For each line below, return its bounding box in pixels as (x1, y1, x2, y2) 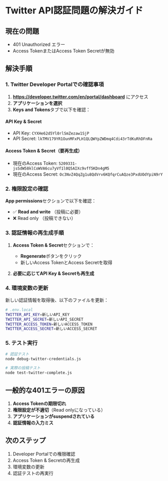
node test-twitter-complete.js (5, 371, 72, 376)
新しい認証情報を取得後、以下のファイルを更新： (5, 297, 109, 303)
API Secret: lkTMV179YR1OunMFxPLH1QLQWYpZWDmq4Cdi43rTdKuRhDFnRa (12, 135, 153, 141)
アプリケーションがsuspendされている (12, 413, 95, 419)
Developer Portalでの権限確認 (12, 451, 75, 457)
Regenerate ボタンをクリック (20, 253, 82, 259)
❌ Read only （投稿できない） (12, 215, 76, 221)
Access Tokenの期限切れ (12, 400, 67, 406)
